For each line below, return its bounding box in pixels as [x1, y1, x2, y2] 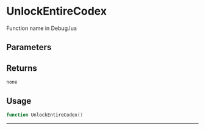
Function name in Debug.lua [6, 24, 77, 32]
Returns [6, 63, 38, 73]
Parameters [6, 42, 52, 52]
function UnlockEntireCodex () [6, 112, 84, 118]
